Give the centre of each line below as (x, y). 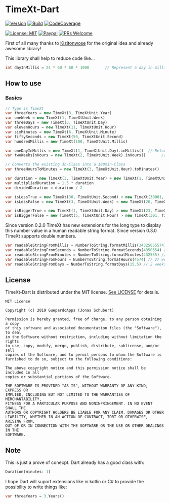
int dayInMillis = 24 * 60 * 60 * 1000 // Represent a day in (79, 68)
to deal (13, 333)
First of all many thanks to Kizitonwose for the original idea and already (79, 43)
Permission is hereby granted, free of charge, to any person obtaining (83, 319)
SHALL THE (16, 408)
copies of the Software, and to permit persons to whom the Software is (83, 355)
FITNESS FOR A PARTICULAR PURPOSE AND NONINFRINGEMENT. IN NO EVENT (79, 404)
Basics (14, 98)
